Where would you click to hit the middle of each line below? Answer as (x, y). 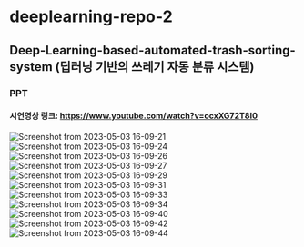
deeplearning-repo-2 (91, 17)
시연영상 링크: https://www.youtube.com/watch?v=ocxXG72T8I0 (133, 116)
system (31, 67)
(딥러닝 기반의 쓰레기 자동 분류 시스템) (155, 67)
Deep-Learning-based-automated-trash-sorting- (152, 50)
